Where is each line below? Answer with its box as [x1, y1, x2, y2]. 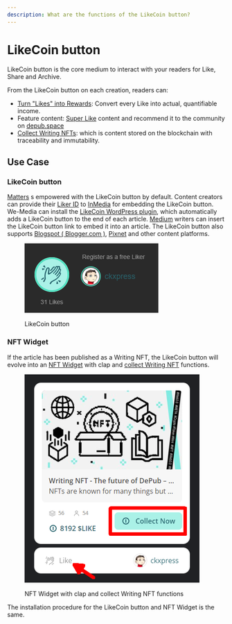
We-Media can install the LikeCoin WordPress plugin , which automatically [7, 208, 217, 216]
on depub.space [17, 121, 64, 130]
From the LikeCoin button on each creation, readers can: [7, 85, 168, 94]
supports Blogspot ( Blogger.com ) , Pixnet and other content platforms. [7, 230, 210, 238]
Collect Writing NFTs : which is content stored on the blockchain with [17, 128, 213, 137]
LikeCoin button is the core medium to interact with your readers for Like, [7, 65, 216, 73]
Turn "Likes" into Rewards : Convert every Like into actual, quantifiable [17, 99, 217, 108]
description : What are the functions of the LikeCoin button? [7, 11, 190, 18]
